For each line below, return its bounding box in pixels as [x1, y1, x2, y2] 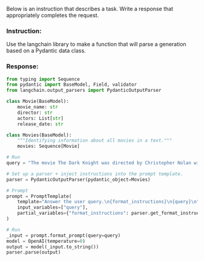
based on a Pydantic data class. [6, 47, 86, 54]
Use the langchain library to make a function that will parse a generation [6, 41, 186, 48]
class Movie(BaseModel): [6, 99, 69, 105]
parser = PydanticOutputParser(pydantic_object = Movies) [6, 176, 151, 183]
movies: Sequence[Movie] [17, 143, 80, 150]
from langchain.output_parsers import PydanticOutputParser [6, 88, 162, 94]
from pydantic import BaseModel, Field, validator [6, 82, 137, 88]
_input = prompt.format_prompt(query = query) [6, 232, 121, 238]
